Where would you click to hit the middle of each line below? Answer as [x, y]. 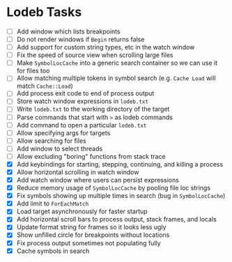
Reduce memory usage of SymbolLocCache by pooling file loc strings [113, 188]
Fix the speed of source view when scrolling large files [95, 55]
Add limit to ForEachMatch [53, 203]
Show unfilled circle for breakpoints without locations [93, 235]
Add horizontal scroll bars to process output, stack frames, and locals [116, 219]
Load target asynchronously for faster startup [82, 211]
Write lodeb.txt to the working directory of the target [93, 109]
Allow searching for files [51, 141]
